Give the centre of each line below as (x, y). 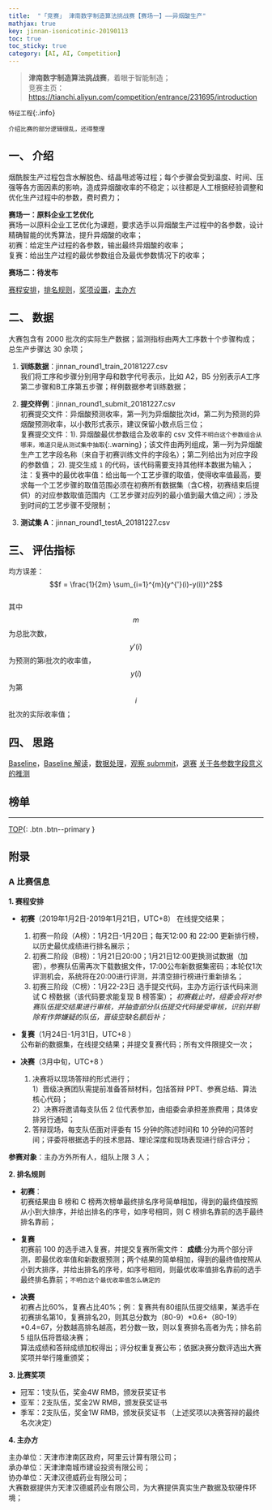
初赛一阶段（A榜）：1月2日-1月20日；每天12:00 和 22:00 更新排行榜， (147, 936)
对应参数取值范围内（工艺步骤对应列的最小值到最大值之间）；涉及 (150, 495)
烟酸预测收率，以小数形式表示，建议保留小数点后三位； (112, 424)
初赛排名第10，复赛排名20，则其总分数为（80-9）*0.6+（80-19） (130, 1317)
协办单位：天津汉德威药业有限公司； (69, 1477)
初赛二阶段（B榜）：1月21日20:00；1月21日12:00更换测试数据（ (136, 956)
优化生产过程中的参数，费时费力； (65, 197)
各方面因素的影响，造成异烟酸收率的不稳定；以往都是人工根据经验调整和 (143, 187)
